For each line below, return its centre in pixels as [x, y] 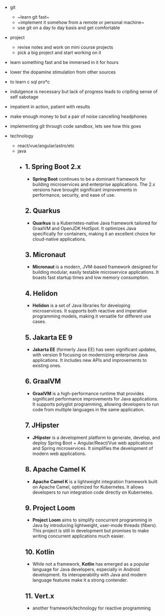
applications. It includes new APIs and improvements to [90, 360]
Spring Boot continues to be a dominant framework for [89, 179]
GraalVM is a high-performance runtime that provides [88, 393]
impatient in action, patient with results [50, 107]
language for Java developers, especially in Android [86, 569]
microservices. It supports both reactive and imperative [90, 311]
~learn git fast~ [33, 17]
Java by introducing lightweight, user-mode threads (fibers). [95, 525]
